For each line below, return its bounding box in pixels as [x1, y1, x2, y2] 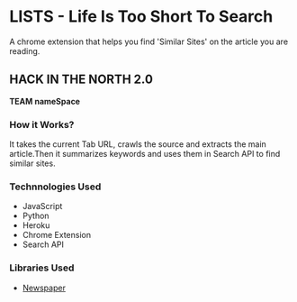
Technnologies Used [9, 180, 102, 193]
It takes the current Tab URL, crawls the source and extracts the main [9, 139, 267, 150]
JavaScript [22, 201, 63, 212]
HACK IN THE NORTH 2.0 [9, 72, 153, 87]
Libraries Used [9, 261, 75, 274]
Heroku [22, 220, 50, 231]
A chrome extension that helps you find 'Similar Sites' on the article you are [9, 36, 289, 47]
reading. [9, 45, 40, 56]
